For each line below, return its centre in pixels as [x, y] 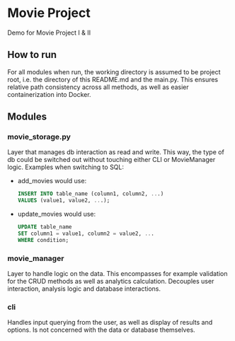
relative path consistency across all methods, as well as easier [98, 87]
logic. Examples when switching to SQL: [66, 167]
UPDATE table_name [45, 227]
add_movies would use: [52, 181]
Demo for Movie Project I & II [49, 33]
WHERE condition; [43, 240]
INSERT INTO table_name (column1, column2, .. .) [91, 194]
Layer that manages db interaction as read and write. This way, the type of [116, 152]
